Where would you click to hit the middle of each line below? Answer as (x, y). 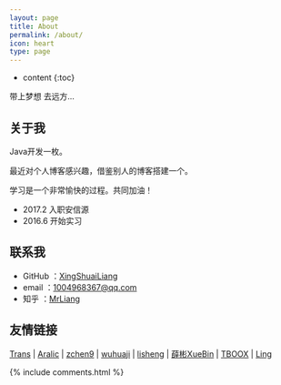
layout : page (34, 18)
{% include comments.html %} (67, 372)
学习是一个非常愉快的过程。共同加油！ (81, 190)
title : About (34, 26)
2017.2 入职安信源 (55, 209)
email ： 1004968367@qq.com (80, 287)
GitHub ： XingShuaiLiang (70, 276)
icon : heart (32, 43)
